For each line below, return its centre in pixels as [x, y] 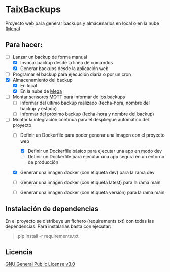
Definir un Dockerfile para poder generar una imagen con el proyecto [92, 135]
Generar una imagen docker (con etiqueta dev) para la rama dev [87, 172]
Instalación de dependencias [52, 209]
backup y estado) [39, 109]
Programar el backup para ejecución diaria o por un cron [72, 74]
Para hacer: [24, 45]
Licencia [19, 252]
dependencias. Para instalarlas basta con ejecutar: [58, 226]
